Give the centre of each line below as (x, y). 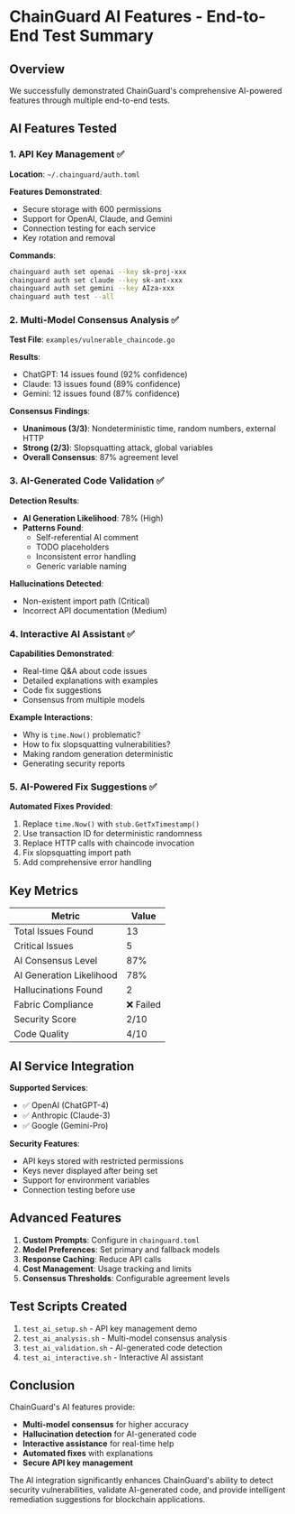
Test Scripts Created (68, 1307)
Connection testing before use (79, 1190)
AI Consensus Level (56, 961)
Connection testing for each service (89, 228)
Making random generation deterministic (98, 754)
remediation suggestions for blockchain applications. (107, 1500)
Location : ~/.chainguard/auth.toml (75, 174)
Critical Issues (44, 946)
